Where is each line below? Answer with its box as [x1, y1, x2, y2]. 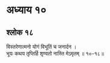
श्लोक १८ [6, 27, 34, 37]
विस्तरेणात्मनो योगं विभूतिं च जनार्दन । [6, 43, 77, 50]
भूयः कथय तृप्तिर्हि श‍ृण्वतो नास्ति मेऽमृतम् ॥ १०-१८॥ [6, 50, 104, 57]
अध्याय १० [6, 3, 47, 17]
